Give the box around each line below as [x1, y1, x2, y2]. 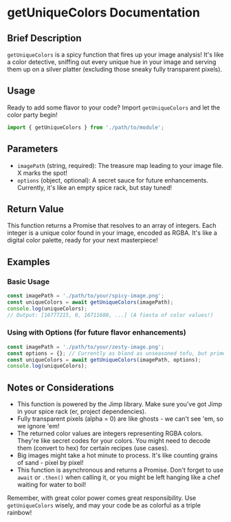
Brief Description [7, 32, 82, 44]
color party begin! [7, 110, 58, 118]
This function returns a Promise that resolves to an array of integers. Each [7, 222, 217, 230]
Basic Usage [7, 277, 50, 286]
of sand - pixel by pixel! [16, 459, 84, 467]
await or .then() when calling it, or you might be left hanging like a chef [16, 473, 221, 481]
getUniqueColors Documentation [7, 5, 201, 21]
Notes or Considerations [7, 382, 115, 393]
